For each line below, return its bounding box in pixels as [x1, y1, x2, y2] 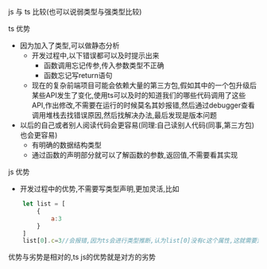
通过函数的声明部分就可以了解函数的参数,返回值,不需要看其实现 [31, 150, 238, 159]
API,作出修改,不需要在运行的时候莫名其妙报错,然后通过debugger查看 [31, 100, 256, 110]
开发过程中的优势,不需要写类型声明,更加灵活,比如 [19, 184, 180, 193]
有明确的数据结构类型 [31, 140, 102, 150]
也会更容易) [19, 131, 58, 139]
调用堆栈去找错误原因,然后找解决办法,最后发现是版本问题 [31, 111, 217, 119]
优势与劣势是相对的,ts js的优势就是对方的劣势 [8, 252, 157, 262]
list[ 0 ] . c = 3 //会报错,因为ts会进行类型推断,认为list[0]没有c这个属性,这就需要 [22, 237, 257, 245]
